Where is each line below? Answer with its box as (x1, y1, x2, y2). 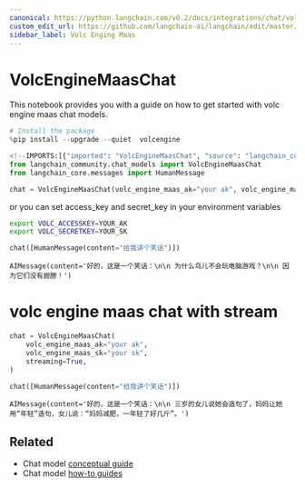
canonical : (9, 13, 51, 23)
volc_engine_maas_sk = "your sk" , (25, 348, 148, 357)
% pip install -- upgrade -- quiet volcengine (9, 135, 181, 144)
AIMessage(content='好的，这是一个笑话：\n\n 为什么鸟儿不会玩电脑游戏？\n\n (9, 262, 279, 271)
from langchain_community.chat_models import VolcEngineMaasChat (9, 160, 261, 169)
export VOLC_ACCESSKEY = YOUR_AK (9, 219, 128, 228)
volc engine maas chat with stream (9, 302, 279, 323)
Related (9, 433, 54, 450)
